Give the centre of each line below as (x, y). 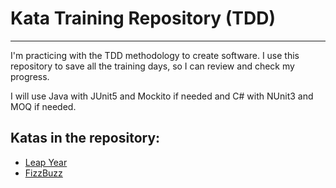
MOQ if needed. (43, 106)
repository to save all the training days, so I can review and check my (152, 66)
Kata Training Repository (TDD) (143, 18)
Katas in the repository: (85, 138)
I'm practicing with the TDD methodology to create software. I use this (155, 55)
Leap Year (46, 162)
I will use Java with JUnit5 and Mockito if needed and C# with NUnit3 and (162, 96)
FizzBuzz (43, 173)
